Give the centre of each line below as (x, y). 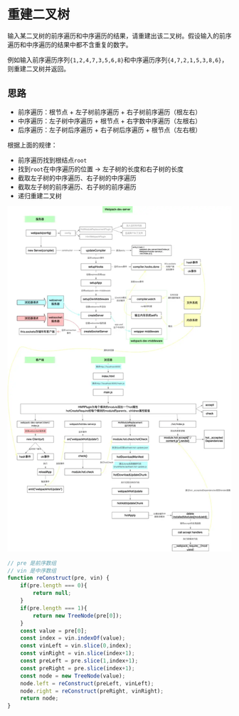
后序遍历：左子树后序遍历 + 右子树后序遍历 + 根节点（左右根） (110, 130)
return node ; (39, 699)
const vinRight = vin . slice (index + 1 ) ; (78, 653)
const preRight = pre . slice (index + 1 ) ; (78, 668)
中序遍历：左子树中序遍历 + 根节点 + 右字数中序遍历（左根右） (110, 121)
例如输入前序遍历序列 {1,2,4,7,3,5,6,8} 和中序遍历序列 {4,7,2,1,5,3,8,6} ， (118, 60)
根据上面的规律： (32, 145)
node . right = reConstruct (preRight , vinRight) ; (92, 691)
